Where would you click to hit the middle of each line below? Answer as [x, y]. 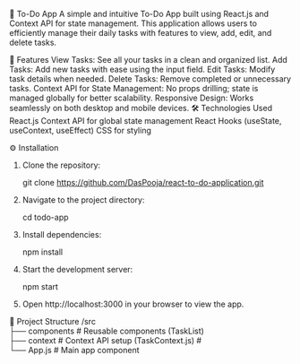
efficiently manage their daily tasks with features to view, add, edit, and [141, 33]
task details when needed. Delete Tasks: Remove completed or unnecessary [150, 79]
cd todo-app [45, 217]
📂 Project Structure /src [53, 321]
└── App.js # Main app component [75, 350]
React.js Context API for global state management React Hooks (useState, [146, 121]
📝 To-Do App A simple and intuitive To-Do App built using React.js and [139, 14]
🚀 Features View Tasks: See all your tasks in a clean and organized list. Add [149, 60]
